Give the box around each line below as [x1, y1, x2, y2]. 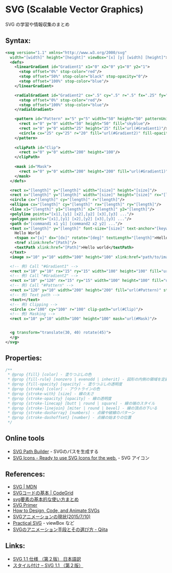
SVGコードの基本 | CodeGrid [12, 489, 74, 496]
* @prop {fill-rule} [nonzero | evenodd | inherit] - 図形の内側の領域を [7, 377, 161, 382]
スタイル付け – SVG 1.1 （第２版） [12, 562, 83, 568]
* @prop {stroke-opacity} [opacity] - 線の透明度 [7, 396, 112, 401]
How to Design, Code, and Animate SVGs [12, 507, 100, 513]
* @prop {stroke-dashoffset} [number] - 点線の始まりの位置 [7, 415, 132, 421]
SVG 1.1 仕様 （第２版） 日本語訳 [12, 556, 81, 562]
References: [5, 470, 45, 479]
